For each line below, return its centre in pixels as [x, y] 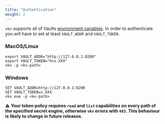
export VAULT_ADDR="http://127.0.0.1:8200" [51, 57]
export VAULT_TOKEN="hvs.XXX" [36, 61]
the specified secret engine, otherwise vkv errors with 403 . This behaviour [82, 111]
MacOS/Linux [22, 46]
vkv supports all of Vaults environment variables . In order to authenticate [79, 28]
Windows [17, 78]
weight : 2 [15, 14]
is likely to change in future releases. [44, 116]
